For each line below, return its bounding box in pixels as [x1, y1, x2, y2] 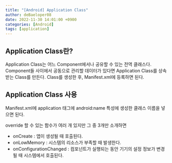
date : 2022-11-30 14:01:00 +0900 [5, 17, 77, 22]
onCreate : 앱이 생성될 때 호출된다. [12, 133, 83, 139]
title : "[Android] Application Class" [5, 7, 88, 13]
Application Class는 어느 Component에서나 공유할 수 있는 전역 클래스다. [5, 61, 151, 67]
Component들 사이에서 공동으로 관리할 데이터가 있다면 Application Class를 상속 [5, 67, 167, 74]
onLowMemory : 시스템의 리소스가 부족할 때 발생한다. [12, 139, 122, 146]
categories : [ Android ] [5, 21, 54, 27]
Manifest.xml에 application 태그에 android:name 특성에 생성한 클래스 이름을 [5, 105, 160, 111]
